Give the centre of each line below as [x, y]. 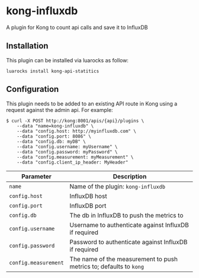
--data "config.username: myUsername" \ [67, 146]
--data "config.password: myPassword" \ [67, 152]
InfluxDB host [89, 196]
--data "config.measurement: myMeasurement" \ [75, 157]
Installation [27, 46]
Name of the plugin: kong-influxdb [118, 186]
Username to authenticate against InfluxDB [129, 225]
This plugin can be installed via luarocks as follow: [68, 60]
